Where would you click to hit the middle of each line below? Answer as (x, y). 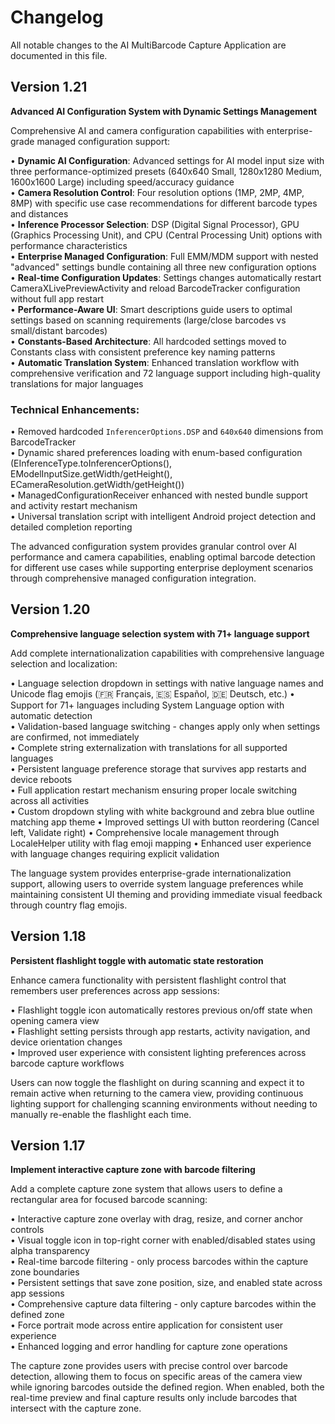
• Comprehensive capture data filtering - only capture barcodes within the (163, 1304)
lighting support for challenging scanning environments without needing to (164, 1103)
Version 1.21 (49, 87)
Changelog (57, 17)
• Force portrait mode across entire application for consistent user (147, 1325)
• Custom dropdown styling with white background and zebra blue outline (162, 811)
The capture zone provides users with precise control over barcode (149, 1366)
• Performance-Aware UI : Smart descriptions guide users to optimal (151, 309)
